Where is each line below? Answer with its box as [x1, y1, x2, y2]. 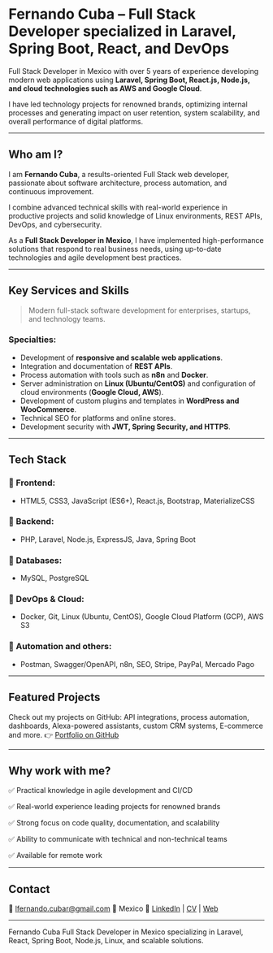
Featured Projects [8, 691, 101, 704]
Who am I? [8, 148, 63, 162]
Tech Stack [8, 453, 67, 467]
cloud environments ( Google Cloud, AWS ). [19, 387, 164, 396]
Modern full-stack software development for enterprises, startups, [28, 305, 251, 315]
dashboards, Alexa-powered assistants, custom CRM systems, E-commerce [8, 721, 264, 730]
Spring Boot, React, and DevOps [8, 40, 230, 58]
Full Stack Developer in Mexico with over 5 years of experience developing [8, 66, 259, 76]
